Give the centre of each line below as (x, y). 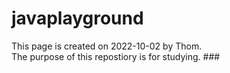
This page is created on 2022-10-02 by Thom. (107, 46)
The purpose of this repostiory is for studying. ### (116, 56)
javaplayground (77, 18)
